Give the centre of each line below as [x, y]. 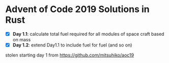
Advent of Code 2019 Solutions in [77, 9]
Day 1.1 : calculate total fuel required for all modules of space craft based [88, 34]
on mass [22, 40]
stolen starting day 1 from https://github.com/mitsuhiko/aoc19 [69, 55]
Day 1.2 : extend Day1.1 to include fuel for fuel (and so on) [72, 45]
